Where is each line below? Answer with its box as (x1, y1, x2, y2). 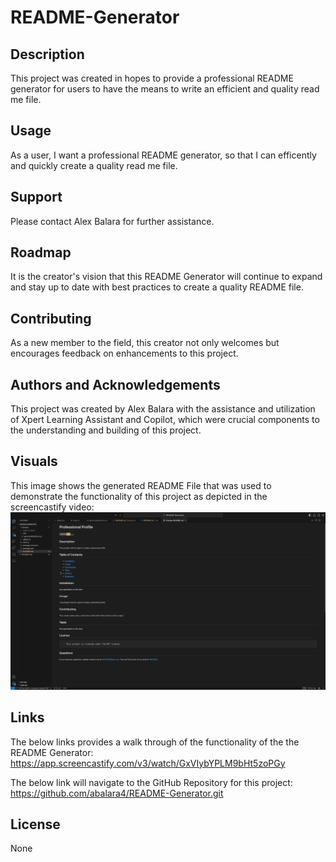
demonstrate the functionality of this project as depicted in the (10, 490, 268, 502)
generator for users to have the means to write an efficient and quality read (10, 83, 320, 95)
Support (10, 189, 63, 206)
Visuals (10, 453, 58, 470)
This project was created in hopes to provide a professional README (10, 72, 294, 84)
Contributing (10, 310, 92, 327)
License (10, 816, 61, 833)
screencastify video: (10, 501, 95, 513)
